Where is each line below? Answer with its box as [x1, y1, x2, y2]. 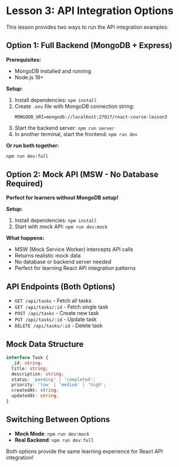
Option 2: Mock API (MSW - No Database [6, 170, 158, 180]
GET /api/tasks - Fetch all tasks [14, 297, 92, 304]
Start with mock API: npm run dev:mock [14, 223, 108, 230]
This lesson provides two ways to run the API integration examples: [6, 23, 169, 31]
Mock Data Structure [6, 339, 84, 349]
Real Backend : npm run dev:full [14, 436, 94, 444]
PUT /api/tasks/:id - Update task [14, 316, 97, 323]
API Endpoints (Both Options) [6, 282, 116, 292]
